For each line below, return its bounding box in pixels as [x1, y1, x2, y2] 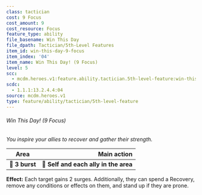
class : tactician [6, 8, 50, 15]
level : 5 [6, 64, 28, 71]
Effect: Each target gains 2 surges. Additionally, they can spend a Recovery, [6, 175, 195, 182]
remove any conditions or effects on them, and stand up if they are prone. [6, 182, 189, 189]
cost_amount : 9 [6, 20, 44, 26]
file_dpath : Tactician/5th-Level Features [6, 43, 114, 49]
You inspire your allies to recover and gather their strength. [6, 135, 153, 143]
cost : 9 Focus [6, 14, 42, 20]
